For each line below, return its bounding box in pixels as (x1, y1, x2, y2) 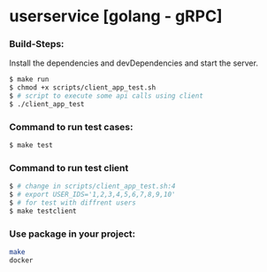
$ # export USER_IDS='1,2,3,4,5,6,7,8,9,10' (9, 190, 176, 199)
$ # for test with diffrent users (9, 198, 137, 207)
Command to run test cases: (9, 120, 133, 133)
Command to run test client (9, 162, 129, 175)
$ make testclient (9, 206, 77, 216)
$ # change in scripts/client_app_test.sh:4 (9, 182, 176, 191)
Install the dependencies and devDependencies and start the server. (9, 58, 259, 68)
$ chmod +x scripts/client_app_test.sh (9, 83, 156, 92)
